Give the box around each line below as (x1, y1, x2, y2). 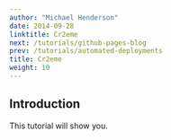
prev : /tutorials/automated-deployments (9, 47, 164, 56)
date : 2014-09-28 (9, 22, 75, 31)
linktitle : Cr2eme (9, 30, 78, 39)
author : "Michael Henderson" (9, 13, 119, 22)
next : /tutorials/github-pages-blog (9, 38, 147, 48)
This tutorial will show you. (9, 120, 108, 131)
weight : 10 (9, 64, 50, 73)
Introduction (9, 96, 81, 112)
